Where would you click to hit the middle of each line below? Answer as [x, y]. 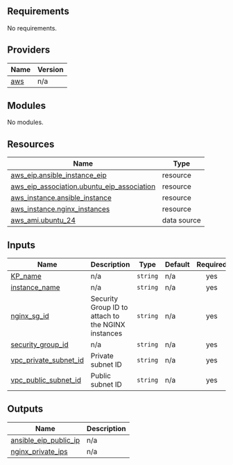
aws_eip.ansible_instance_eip [59, 175]
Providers [29, 50]
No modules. [25, 122]
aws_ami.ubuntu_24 [43, 220]
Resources [31, 144]
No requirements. [32, 28]
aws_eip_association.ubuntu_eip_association [83, 186]
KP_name [26, 277]
